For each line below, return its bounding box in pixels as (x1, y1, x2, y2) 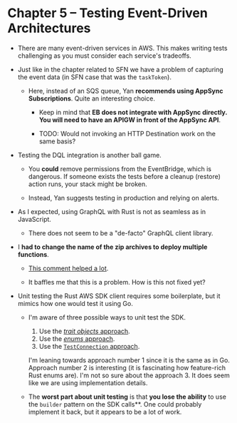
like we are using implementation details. (28, 378, 148, 387)
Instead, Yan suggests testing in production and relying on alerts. (28, 193, 219, 202)
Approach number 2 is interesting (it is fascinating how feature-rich (28, 363, 226, 372)
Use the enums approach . (38, 334, 115, 343)
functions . (17, 250, 50, 258)
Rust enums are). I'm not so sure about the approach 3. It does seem (28, 371, 230, 379)
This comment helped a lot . (28, 264, 109, 272)
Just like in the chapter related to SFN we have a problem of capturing (17, 65, 224, 73)
